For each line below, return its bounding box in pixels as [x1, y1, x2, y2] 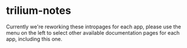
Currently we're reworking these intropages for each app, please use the [6, 23, 181, 30]
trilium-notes [6, 4, 71, 17]
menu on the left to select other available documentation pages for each [6, 29, 180, 36]
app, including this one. [6, 35, 63, 42]
